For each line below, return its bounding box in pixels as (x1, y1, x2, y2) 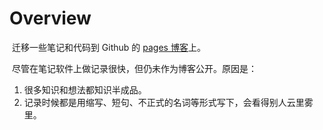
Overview (9, 7, 92, 30)
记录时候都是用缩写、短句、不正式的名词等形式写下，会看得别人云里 (23, 96, 305, 108)
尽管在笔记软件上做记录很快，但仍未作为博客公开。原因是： (11, 62, 257, 74)
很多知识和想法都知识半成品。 (23, 83, 147, 96)
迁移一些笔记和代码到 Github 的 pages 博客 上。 (11, 41, 206, 53)
